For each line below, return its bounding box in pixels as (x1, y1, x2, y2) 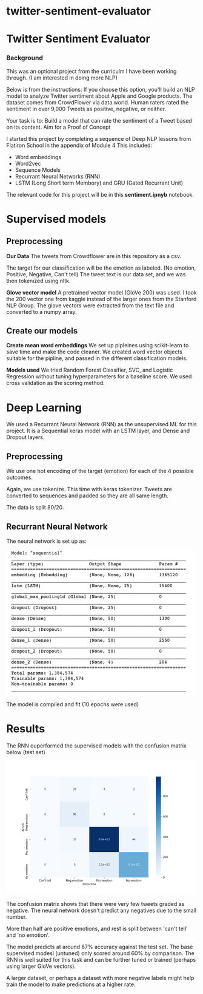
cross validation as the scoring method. (6, 380, 105, 387)
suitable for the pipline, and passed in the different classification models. (6, 355, 188, 362)
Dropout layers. (6, 434, 45, 441)
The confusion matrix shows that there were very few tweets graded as (6, 900, 185, 908)
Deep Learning (6, 401, 82, 414)
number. (6, 913, 27, 921)
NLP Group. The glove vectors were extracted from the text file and (6, 302, 175, 309)
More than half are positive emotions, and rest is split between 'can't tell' (6, 925, 188, 933)
